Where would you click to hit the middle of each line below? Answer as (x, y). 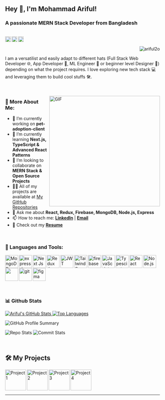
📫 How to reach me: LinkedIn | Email (50, 218)
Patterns (21, 155)
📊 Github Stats (23, 301)
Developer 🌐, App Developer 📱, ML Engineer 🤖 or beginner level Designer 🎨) (82, 63)
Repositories (25, 207)
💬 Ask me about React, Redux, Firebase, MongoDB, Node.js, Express (83, 212)
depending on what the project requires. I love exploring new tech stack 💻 (81, 69)
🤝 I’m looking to (28, 160)
